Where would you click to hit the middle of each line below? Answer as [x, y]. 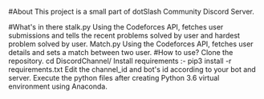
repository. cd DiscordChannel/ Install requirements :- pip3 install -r [120, 61]
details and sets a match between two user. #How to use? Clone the [121, 52]
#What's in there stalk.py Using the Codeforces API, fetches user [116, 27]
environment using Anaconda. [58, 86]
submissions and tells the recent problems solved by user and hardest [124, 36]
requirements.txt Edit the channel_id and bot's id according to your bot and [132, 69]
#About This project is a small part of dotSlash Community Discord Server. [132, 12]
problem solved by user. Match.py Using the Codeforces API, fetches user [131, 44]
